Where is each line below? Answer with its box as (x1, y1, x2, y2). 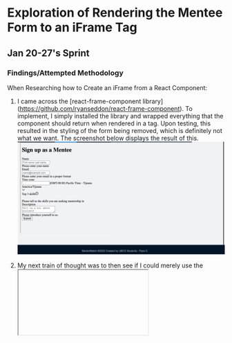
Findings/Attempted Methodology (7, 68, 124, 78)
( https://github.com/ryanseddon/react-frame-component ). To (17, 104, 193, 112)
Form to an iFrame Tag (7, 19, 137, 35)
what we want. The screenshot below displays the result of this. (17, 134, 199, 142)
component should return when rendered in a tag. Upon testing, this (17, 119, 211, 127)
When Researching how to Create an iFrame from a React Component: (7, 83, 208, 91)
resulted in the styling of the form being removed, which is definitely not (17, 126, 222, 134)
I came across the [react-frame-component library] (17, 97, 164, 105)
